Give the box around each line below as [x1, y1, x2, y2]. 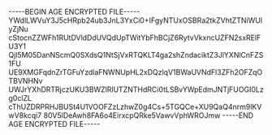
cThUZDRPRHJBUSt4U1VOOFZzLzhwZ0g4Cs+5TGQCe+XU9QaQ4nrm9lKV [8, 102, 262, 111]
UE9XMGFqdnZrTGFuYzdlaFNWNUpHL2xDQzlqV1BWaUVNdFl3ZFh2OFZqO [8, 67, 263, 76]
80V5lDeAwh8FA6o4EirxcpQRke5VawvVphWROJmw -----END [43, 111, 254, 120]
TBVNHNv [8, 76, 43, 85]
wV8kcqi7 [8, 111, 42, 120]
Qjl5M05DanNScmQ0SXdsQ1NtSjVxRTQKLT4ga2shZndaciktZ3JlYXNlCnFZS [8, 50, 264, 59]
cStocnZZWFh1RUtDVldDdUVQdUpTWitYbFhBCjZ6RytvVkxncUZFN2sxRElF [8, 33, 261, 42]
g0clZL [8, 94, 32, 102]
